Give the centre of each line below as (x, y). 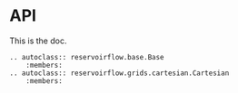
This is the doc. (38, 41)
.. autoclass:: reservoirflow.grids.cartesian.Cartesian (119, 73)
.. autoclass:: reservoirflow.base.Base (87, 57)
